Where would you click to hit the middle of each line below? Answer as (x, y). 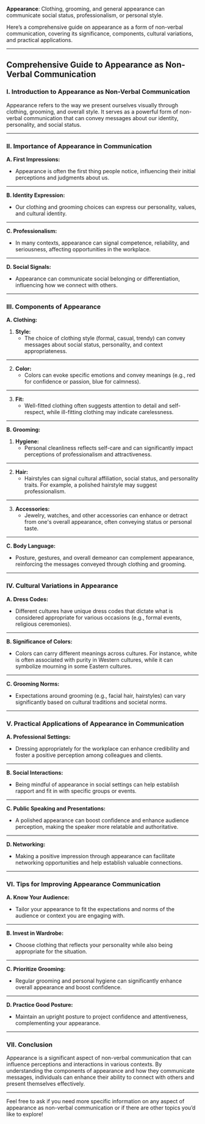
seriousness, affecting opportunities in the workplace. (83, 249)
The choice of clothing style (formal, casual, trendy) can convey (105, 338)
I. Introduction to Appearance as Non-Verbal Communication (98, 92)
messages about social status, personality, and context (93, 345)
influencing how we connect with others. (66, 285)
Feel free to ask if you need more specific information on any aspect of (95, 1101)
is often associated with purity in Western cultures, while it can (94, 660)
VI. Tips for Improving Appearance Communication (83, 884)
